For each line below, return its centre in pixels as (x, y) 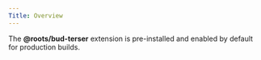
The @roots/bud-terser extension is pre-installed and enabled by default (130, 38)
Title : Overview (36, 16)
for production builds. (44, 47)
